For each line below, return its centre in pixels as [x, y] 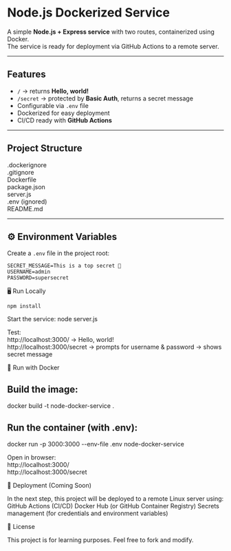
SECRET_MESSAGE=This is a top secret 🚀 [64, 266]
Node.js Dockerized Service [89, 13]
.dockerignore [27, 165]
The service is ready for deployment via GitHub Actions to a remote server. [113, 46]
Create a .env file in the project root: [58, 253]
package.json [26, 186]
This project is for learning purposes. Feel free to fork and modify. [100, 540]
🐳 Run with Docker [33, 368]
